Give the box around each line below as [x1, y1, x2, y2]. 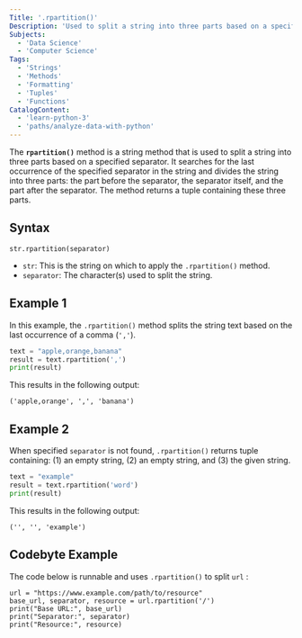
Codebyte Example [9, 547, 119, 562]
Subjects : [9, 30, 47, 39]
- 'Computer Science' [17, 47, 99, 56]
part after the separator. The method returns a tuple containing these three [9, 185, 286, 195]
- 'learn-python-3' [17, 113, 91, 122]
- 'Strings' [17, 64, 63, 73]
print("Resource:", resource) [9, 620, 123, 629]
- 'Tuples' [17, 88, 58, 97]
